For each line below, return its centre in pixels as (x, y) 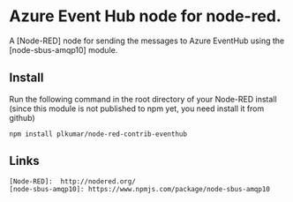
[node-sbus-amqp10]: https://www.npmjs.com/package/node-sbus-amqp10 (140, 189)
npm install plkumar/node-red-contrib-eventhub (98, 134)
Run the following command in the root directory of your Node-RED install (143, 99)
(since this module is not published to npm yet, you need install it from (137, 108)
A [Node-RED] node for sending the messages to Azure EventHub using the (147, 41)
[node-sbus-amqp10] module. (64, 49)
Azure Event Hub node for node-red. (146, 16)
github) (22, 117)
